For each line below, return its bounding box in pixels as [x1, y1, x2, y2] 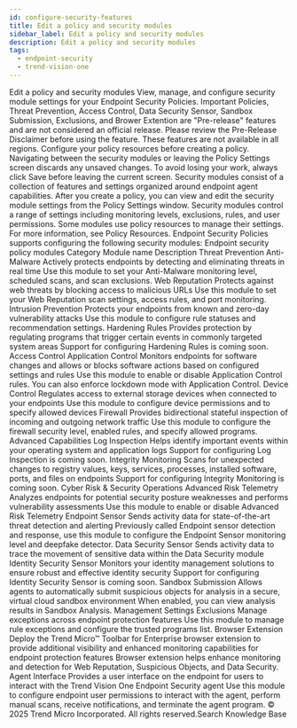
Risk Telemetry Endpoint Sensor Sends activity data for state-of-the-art [9, 511, 270, 521]
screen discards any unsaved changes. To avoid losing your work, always [9, 161, 278, 173]
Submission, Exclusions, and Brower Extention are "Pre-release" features [9, 114, 277, 125]
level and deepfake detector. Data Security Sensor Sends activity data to [9, 538, 275, 550]
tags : [9, 46, 29, 55]
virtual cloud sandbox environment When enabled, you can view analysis [9, 595, 276, 606]
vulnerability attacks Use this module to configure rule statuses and [9, 312, 256, 324]
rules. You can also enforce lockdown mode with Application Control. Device [9, 379, 289, 389]
